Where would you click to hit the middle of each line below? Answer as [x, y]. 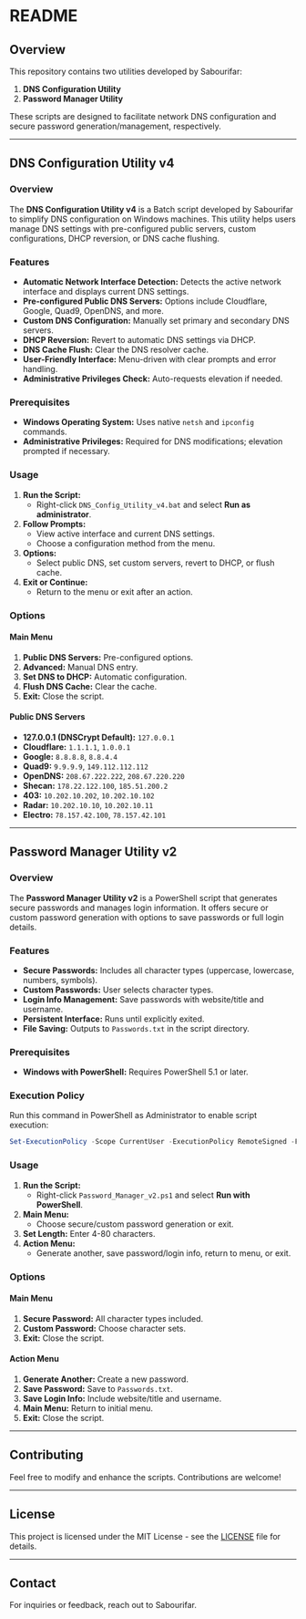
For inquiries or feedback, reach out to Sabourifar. [103, 1605]
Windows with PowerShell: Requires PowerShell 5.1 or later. [135, 1072]
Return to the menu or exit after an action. [114, 592]
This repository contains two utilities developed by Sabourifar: [126, 71]
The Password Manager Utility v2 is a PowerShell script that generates [143, 898]
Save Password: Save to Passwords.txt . [97, 1388]
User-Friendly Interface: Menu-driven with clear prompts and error [149, 359]
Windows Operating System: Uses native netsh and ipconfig [138, 422]
